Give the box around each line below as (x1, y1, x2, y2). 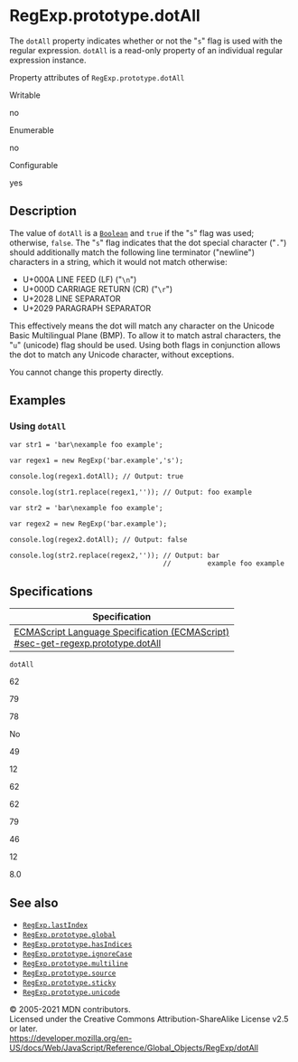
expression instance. (9, 54, 88, 65)
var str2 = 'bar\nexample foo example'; (9, 504, 164, 513)
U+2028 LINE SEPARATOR (22, 293, 121, 304)
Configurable (9, 159, 59, 170)
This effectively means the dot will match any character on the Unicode (9, 320, 275, 331)
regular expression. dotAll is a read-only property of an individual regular (9, 44, 284, 55)
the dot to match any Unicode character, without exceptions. (9, 349, 235, 360)
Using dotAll (9, 420, 67, 432)
